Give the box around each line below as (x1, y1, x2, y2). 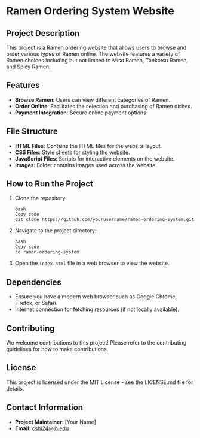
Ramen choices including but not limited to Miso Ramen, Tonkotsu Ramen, (6, 57, 189, 64)
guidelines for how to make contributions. (6, 346, 109, 353)
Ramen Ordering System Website (6, 4, 174, 18)
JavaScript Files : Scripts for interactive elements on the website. (14, 155, 175, 162)
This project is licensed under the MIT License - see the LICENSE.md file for (6, 379, 193, 386)
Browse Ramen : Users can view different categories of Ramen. (14, 96, 171, 103)
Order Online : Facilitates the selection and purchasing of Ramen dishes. (14, 102, 192, 110)
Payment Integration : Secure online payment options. (14, 109, 148, 116)
